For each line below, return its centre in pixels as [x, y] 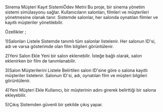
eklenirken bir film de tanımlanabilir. [41, 61]
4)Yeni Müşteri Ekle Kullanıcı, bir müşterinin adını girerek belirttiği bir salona [81, 90]
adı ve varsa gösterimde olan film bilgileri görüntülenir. [60, 46]
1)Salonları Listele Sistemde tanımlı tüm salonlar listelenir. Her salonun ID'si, [80, 41]
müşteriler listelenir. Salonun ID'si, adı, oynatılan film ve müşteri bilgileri [76, 75]
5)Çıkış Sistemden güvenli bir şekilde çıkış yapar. [54, 104]
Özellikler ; [16, 32]
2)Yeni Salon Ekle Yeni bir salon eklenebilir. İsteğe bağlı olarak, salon [73, 56]
